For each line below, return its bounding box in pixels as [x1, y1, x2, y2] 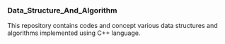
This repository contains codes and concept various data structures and [7, 22, 218, 30]
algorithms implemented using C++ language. [7, 29, 141, 37]
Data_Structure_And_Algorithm [7, 6, 117, 15]
